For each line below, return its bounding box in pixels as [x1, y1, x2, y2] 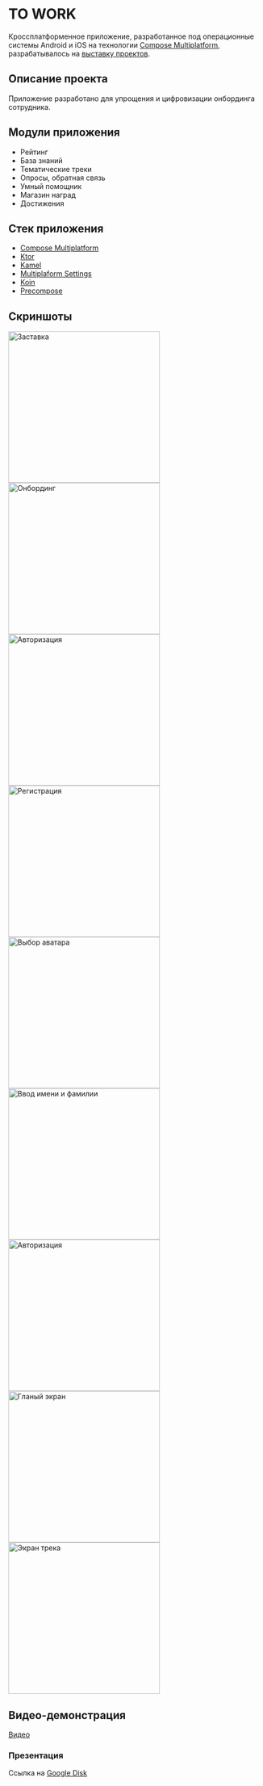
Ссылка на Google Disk [8, 1768, 87, 1778]
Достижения [19, 199, 65, 208]
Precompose [19, 286, 63, 296]
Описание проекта [8, 72, 108, 86]
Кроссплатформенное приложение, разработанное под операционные [8, 31, 254, 41]
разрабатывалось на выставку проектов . [8, 48, 151, 58]
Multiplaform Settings [19, 269, 92, 279]
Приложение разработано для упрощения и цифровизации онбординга [8, 94, 256, 103]
